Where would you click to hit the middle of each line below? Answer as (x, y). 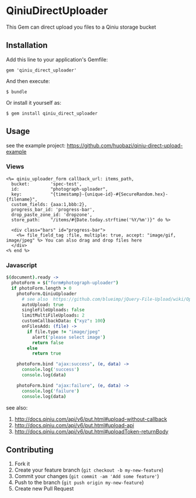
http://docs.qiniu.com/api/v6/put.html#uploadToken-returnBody (91, 431)
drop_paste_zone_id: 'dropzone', (52, 215)
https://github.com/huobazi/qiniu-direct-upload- (125, 145)
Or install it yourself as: (34, 102)
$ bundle (17, 92)
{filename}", (22, 199)
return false (48, 343)
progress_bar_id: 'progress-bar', (53, 209)
